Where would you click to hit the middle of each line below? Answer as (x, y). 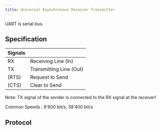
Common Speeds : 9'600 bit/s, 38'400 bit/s (49, 107)
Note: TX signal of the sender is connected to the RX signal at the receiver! (81, 97)
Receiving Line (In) (52, 61)
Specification (26, 39)
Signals (16, 53)
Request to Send (49, 77)
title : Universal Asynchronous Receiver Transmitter (60, 10)
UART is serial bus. (24, 24)
